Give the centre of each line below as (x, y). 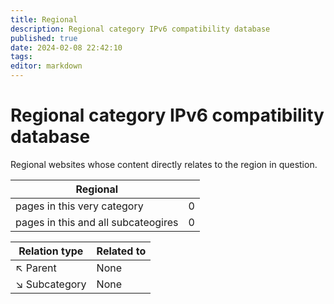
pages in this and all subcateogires (97, 222)
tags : (21, 57)
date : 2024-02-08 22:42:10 (66, 47)
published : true (44, 38)
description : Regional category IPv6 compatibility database (140, 29)
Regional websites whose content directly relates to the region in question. (164, 164)
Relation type (51, 251)
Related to (121, 251)
